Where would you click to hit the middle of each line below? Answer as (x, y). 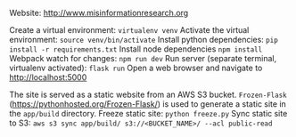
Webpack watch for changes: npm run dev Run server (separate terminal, (143, 58)
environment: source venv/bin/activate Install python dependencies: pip (144, 40)
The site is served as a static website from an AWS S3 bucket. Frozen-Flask (148, 94)
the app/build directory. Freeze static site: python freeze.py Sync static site (148, 113)
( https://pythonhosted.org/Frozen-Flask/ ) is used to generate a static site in (148, 104)
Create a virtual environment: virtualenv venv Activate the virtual (129, 30)
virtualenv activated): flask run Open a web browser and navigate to (136, 68)
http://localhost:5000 (48, 77)
